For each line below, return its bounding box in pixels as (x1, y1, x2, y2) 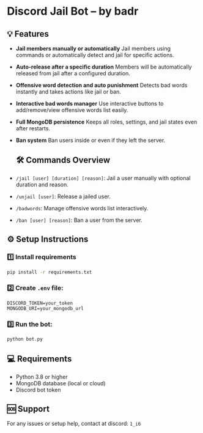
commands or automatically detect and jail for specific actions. (15, 51, 174, 59)
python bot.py (7, 336, 43, 342)
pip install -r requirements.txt (7, 269, 92, 275)
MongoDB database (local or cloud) (15, 379, 106, 387)
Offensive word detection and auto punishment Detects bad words (15, 81, 188, 89)
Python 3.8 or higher (15, 373, 68, 380)
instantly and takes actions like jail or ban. (15, 88, 122, 95)
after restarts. (15, 125, 51, 132)
